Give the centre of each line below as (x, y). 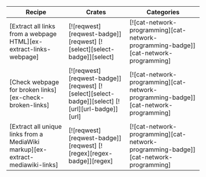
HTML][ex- (26, 41)
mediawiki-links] (34, 165)
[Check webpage (34, 82)
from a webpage (33, 34)
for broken (25, 90)
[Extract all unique (36, 126)
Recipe (36, 12)
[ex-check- (27, 97)
